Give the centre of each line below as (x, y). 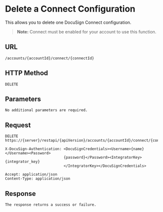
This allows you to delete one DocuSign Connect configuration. (68, 22)
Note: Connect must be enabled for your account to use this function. (87, 32)
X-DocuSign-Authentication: (33, 149)
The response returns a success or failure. (51, 205)
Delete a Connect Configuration (70, 9)
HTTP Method (27, 73)
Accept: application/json (31, 175)
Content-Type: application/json (38, 179)
